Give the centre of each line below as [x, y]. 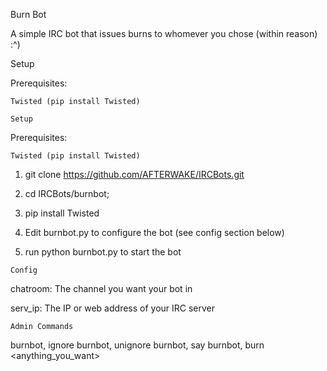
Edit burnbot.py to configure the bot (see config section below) [154, 232]
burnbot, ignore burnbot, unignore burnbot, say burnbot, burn [137, 345]
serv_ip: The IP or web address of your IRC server [113, 308]
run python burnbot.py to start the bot [103, 252]
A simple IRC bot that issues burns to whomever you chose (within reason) [164, 33]
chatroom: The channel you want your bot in [101, 288]
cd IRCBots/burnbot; [67, 193]
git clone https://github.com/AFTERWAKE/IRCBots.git [134, 174]
